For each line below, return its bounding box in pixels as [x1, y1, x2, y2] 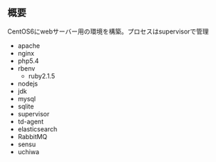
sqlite [17, 102, 34, 111]
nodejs [17, 79, 38, 88]
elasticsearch [17, 124, 58, 133]
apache [17, 41, 41, 50]
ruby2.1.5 [28, 71, 56, 80]
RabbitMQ [17, 132, 48, 141]
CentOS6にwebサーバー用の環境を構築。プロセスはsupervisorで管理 [7, 27, 209, 36]
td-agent [17, 117, 44, 126]
